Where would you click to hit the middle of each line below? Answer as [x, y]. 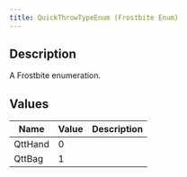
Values [29, 104]
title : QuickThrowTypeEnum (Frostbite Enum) [94, 18]
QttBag [28, 159]
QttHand [31, 145]
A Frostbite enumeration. [55, 75]
